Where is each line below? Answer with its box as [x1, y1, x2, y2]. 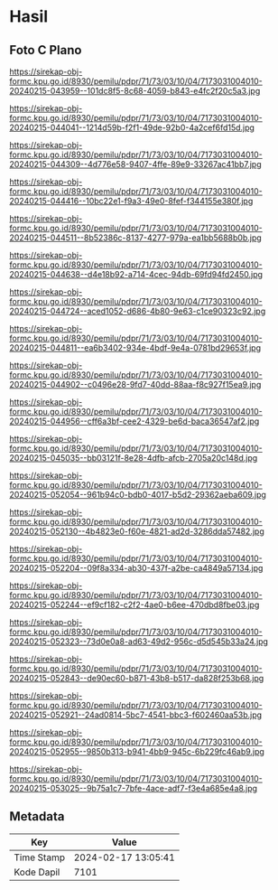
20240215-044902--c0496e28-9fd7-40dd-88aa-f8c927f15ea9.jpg [9, 379, 262, 389]
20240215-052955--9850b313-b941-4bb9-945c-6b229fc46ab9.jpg [9, 746, 264, 756]
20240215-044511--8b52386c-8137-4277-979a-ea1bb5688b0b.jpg [9, 232, 262, 243]
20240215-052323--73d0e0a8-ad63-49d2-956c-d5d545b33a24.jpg [9, 636, 269, 647]
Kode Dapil [14, 866, 60, 878]
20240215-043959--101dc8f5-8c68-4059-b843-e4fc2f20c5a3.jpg [9, 86, 261, 96]
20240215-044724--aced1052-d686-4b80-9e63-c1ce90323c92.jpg [9, 305, 266, 316]
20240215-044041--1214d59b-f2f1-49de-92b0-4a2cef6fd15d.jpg [9, 122, 255, 133]
